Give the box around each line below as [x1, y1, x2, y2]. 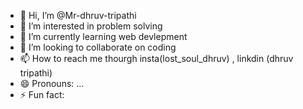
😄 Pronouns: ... [19, 78, 85, 89]
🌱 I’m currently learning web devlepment [19, 31, 188, 42]
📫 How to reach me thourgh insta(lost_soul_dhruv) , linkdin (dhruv [19, 53, 294, 64]
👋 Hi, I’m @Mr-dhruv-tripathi [19, 10, 137, 21]
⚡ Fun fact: [19, 89, 65, 100]
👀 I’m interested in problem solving [19, 20, 163, 32]
